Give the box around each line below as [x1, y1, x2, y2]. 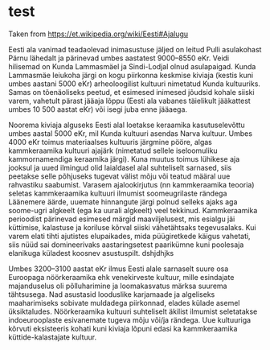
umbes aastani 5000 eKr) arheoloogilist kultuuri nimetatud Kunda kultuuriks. [8, 79, 261, 89]
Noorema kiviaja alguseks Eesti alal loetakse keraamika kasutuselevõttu [8, 120, 245, 130]
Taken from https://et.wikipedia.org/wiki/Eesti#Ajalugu [8, 29, 189, 39]
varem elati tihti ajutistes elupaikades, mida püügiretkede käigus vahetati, [8, 231, 251, 241]
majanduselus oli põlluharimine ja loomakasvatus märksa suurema [8, 281, 227, 290]
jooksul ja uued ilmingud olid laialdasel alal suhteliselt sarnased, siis [8, 163, 232, 172]
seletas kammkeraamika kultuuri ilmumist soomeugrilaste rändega [8, 188, 227, 198]
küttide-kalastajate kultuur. [8, 332, 97, 342]
